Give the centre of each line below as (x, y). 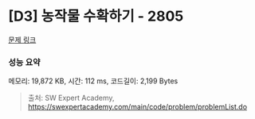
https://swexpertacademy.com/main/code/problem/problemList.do (137, 107)
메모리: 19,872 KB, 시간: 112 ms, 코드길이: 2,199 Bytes (93, 81)
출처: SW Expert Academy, (71, 98)
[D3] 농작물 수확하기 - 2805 (96, 16)
